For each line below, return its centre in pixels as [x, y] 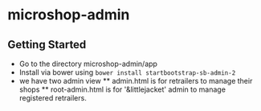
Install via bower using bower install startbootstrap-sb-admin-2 [127, 72]
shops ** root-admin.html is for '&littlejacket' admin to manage [122, 89]
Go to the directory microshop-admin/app [88, 64]
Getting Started [47, 45]
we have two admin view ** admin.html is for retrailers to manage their [136, 81]
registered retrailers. [53, 98]
